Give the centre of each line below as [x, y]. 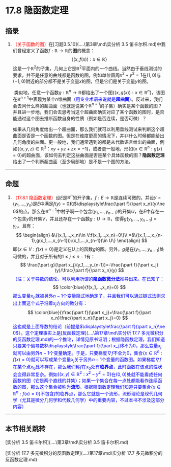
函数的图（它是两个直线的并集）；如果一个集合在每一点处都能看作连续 [85, 381]
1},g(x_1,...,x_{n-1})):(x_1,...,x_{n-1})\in [69, 240]
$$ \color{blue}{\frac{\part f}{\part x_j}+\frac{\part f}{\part [89, 312]
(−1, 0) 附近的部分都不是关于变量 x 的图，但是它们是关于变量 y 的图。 [82, 81]
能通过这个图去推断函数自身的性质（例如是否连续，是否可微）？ [79, 119]
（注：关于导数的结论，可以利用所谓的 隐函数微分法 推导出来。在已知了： [88, 279]
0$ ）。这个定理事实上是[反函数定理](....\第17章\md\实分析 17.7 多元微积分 [88, 332]
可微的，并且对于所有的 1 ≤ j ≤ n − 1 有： [54, 257]
